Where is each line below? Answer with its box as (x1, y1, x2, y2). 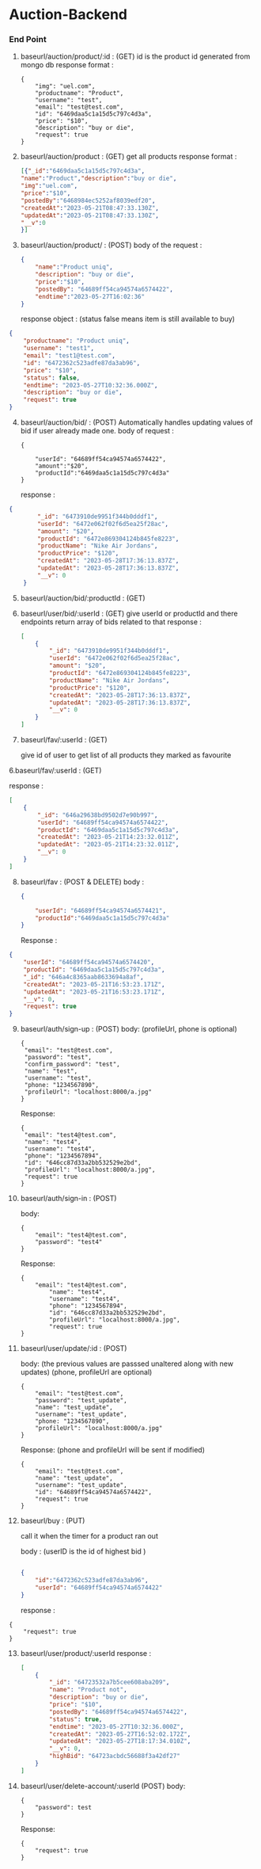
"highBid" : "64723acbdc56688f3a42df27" (49, 1753, 180, 1760)
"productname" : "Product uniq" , (23, 337, 130, 345)
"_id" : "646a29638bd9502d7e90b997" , (37, 811, 158, 819)
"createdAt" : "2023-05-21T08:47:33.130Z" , (20, 204, 160, 212)
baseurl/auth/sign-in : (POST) (20, 1194, 117, 1203)
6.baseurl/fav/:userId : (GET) (9, 766, 102, 776)
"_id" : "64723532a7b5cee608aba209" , (49, 1678, 170, 1687)
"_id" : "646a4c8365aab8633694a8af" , (23, 973, 145, 981)
